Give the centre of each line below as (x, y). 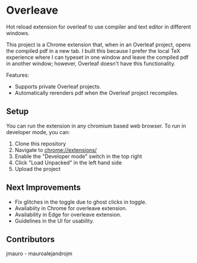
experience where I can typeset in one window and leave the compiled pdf (97, 57)
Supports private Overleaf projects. (58, 86)
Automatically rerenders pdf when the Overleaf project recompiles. (97, 93)
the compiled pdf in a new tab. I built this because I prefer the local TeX (93, 50)
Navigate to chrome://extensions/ (55, 150)
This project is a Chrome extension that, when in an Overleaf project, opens (99, 45)
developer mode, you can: (38, 132)
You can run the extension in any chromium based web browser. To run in (96, 126)
